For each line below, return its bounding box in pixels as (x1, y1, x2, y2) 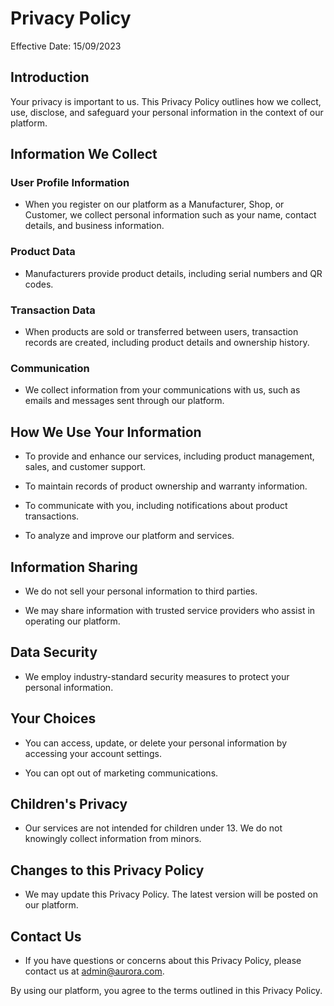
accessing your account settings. (24, 747, 162, 759)
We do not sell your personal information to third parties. (24, 585, 258, 597)
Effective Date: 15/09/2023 (10, 40, 122, 52)
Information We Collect (10, 146, 158, 163)
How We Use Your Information (10, 423, 202, 441)
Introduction (10, 69, 90, 86)
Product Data (10, 245, 76, 259)
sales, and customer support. (24, 461, 147, 473)
